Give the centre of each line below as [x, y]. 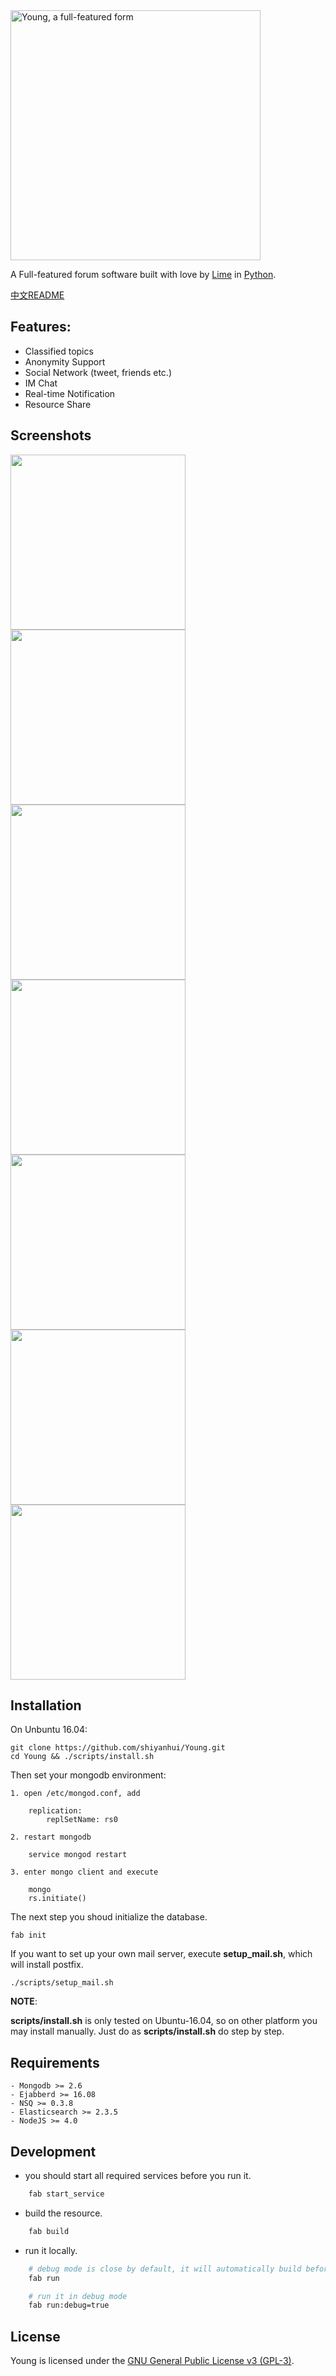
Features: [41, 327]
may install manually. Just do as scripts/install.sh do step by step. [147, 2031]
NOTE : [24, 2001]
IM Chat [41, 383]
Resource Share [58, 404]
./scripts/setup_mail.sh [62, 1983]
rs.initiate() [57, 1899]
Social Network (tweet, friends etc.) [98, 372]
